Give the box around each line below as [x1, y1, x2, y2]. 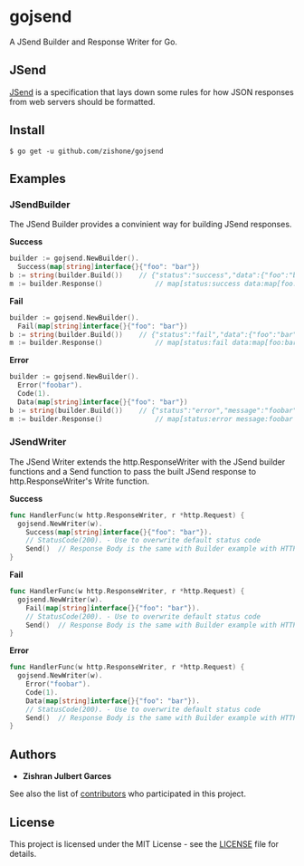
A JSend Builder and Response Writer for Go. [9, 36, 178, 47]
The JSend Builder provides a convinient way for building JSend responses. [9, 219, 292, 230]
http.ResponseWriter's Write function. [9, 476, 150, 486]
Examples [9, 170, 66, 187]
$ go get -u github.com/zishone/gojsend [9, 147, 165, 156]
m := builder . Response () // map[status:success [9, 279, 242, 288]
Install [9, 122, 45, 138]
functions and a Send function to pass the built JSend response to [9, 466, 256, 476]
